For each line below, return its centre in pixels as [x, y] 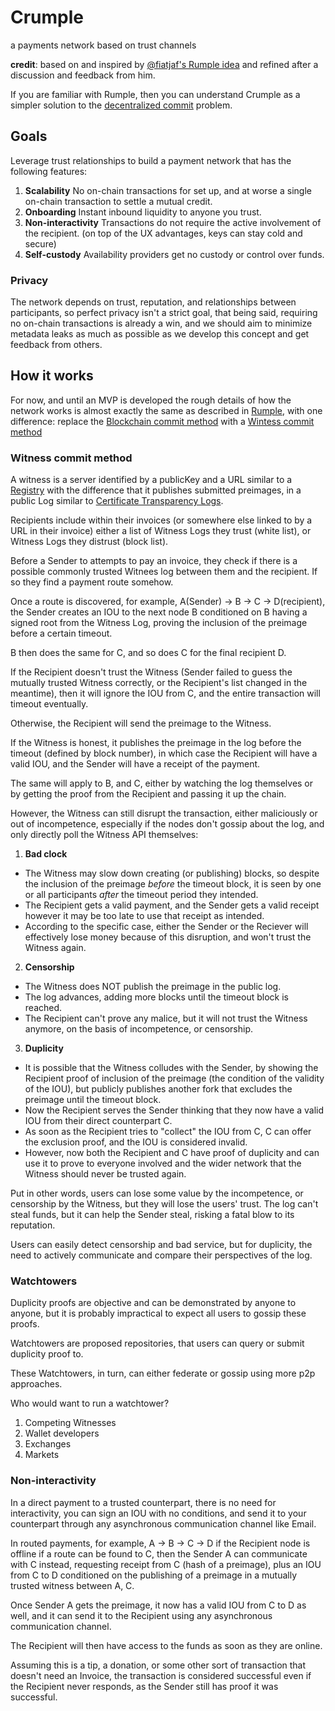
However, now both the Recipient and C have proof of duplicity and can [172, 1153]
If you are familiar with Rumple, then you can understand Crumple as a [155, 94]
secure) [40, 243]
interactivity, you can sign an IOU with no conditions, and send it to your [158, 1513]
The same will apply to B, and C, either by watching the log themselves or [162, 783]
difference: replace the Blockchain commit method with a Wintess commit [162, 421]
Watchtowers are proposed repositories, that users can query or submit [157, 1343]
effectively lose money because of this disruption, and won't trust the [168, 937]
